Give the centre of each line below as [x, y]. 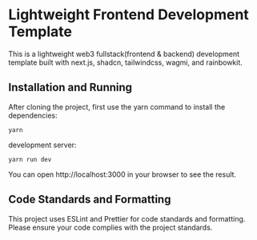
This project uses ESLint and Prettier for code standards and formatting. [127, 218]
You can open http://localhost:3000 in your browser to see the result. [122, 174]
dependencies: [33, 115]
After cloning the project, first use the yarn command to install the [117, 106]
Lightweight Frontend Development [129, 15]
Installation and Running [70, 88]
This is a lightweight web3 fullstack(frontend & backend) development [124, 54]
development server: [42, 145]
